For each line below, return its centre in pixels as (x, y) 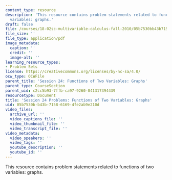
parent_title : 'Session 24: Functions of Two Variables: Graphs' (76, 81)
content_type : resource (31, 10)
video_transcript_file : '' (39, 128)
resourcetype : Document (31, 95)
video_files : (19, 110)
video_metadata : (23, 133)
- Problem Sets (21, 67)
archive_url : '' (27, 114)
